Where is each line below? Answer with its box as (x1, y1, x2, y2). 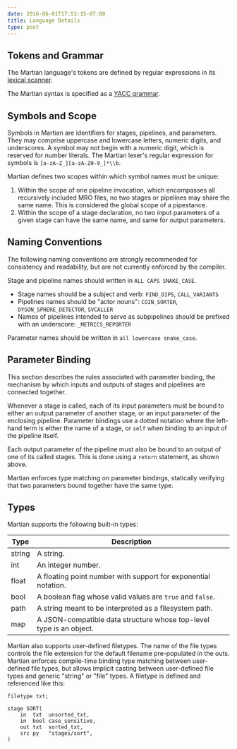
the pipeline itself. (7, 431, 59, 439)
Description (111, 537, 152, 547)
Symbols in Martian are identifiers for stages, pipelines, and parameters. (7, 128, 217, 137)
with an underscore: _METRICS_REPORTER (17, 319, 132, 328)
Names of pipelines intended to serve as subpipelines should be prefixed (17, 312, 230, 321)
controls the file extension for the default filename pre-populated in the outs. (7, 650, 230, 658)
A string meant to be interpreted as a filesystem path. (37, 604, 213, 614)
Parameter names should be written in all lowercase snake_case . (7, 333, 197, 342)
